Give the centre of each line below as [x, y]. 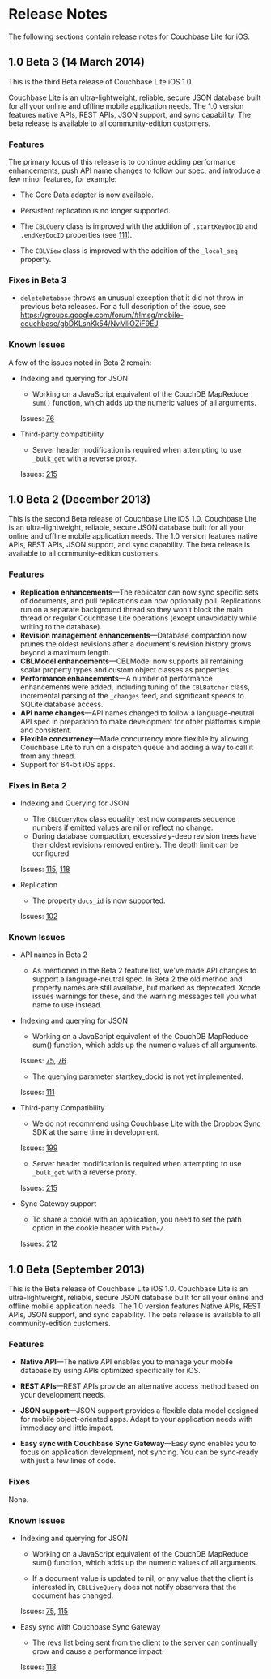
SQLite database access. [61, 704]
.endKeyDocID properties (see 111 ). [76, 235]
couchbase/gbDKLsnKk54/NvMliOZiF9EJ [89, 324]
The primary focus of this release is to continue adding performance [122, 162]
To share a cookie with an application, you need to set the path [137, 1220]
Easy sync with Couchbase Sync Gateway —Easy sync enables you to [138, 1444]
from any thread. [48, 756]
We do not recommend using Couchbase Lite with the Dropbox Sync [146, 1123]
